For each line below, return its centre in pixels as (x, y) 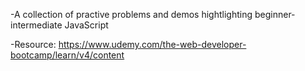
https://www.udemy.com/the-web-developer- (152, 44)
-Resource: (33, 44)
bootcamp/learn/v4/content (67, 55)
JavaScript (86, 25)
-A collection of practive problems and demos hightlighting (131, 14)
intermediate (36, 25)
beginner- (275, 14)
